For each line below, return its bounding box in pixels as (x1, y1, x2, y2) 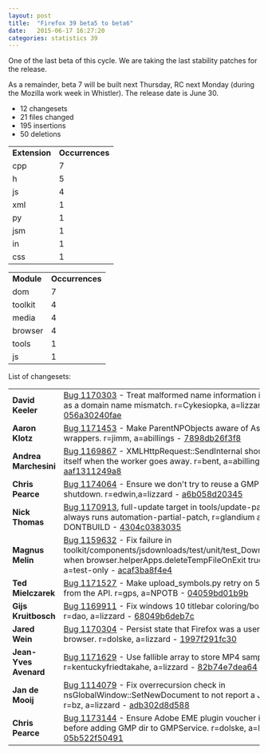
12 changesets (19, 104, 68, 114)
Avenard (12, 667, 45, 678)
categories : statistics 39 (8, 34, 98, 42)
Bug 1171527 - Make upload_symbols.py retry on (63, 577, 254, 588)
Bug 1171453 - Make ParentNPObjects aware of (63, 423, 249, 434)
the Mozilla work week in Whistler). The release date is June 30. (8, 89, 219, 98)
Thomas (12, 517, 45, 528)
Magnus (12, 545, 45, 556)
